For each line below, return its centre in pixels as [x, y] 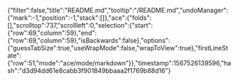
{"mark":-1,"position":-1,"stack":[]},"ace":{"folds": [80, 18]
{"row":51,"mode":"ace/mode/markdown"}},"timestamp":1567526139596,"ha [119, 63]
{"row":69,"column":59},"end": [52, 33]
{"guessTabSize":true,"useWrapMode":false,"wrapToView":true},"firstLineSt [118, 48]
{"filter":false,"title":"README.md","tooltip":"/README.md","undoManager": [118, 10]
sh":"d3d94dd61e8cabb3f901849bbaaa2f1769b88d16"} [89, 71]
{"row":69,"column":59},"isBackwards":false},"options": [89, 40]
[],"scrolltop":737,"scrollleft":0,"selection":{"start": [80, 25]
